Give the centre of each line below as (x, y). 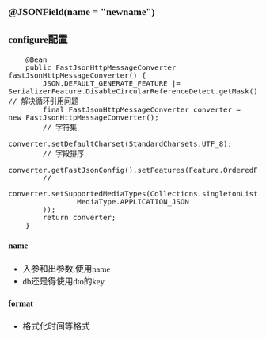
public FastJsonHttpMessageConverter (101, 67)
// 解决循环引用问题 (44, 101)
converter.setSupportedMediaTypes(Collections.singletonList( (135, 194)
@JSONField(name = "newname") (82, 11)
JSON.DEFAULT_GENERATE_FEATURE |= (111, 83)
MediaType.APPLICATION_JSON (133, 202)
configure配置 (38, 39)
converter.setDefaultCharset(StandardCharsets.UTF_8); (120, 143)
